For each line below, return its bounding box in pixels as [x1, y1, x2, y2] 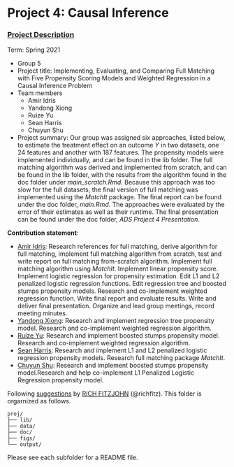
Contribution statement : [7, 229, 79, 237]
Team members [17, 89, 63, 97]
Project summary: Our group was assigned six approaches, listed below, [17, 134, 226, 142]
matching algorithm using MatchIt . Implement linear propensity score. [17, 264, 219, 273]
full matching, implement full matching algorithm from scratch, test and [17, 250, 222, 258]
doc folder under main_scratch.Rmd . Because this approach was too [17, 178, 215, 187]
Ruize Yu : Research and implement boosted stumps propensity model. [17, 331, 220, 340]
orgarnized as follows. [7, 397, 71, 405]
